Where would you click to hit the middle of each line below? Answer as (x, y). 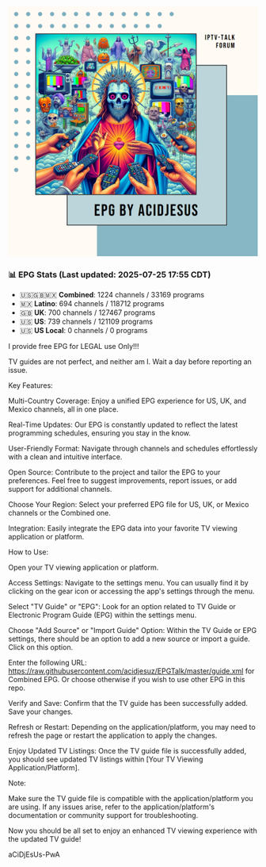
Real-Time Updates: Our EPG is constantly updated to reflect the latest (123, 425)
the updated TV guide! (45, 839)
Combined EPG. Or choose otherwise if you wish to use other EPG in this (127, 680)
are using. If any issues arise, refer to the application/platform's (112, 807)
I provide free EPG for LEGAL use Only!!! (74, 347)
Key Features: (30, 386)
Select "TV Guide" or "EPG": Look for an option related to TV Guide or (122, 607)
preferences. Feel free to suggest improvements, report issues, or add (123, 481)
